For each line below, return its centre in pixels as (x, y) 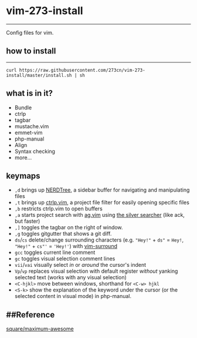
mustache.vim (32, 126)
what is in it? (30, 93)
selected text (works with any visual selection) (71, 277)
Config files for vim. (30, 32)
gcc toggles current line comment (55, 252)
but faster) (27, 221)
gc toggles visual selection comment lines (65, 259)
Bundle (23, 108)
